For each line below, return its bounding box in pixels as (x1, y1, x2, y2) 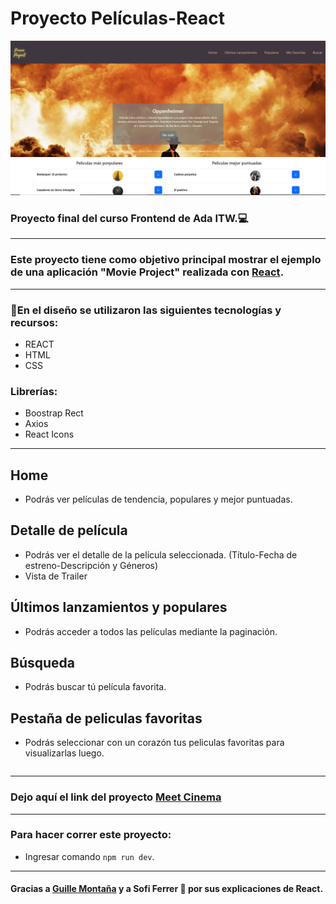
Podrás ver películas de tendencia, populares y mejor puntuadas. (24, 493, 293, 506)
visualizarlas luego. (24, 747, 105, 759)
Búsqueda (10, 655, 75, 672)
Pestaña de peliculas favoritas (10, 710, 203, 727)
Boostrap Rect (24, 407, 84, 419)
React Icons (24, 428, 75, 441)
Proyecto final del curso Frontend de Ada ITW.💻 (10, 211, 249, 225)
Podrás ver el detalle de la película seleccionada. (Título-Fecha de (24, 548, 298, 561)
